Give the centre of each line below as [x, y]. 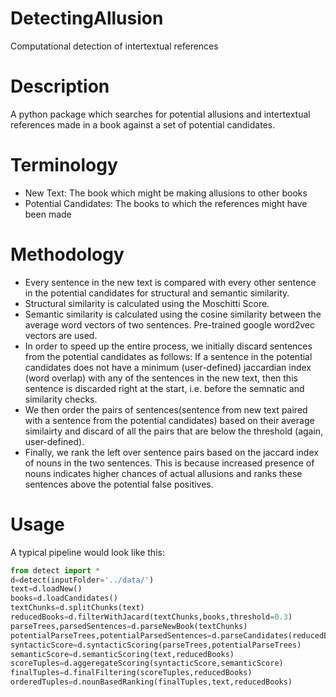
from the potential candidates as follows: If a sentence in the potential [168, 356]
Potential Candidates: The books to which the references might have [166, 203]
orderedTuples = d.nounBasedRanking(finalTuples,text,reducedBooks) [151, 682]
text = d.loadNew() [46, 589]
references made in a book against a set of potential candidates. [143, 124]
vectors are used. [61, 335]
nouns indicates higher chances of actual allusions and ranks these [163, 473]
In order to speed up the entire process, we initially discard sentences [168, 346]
